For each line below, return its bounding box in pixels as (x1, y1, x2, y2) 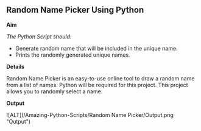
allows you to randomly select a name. (6, 88, 103, 95)
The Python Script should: (6, 33, 72, 40)
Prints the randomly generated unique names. (15, 51, 130, 58)
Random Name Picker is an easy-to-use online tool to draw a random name (6, 74, 195, 82)
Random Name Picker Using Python (6, 5, 144, 15)
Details (6, 63, 25, 70)
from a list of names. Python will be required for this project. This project (6, 81, 188, 88)
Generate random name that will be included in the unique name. (15, 44, 178, 52)
